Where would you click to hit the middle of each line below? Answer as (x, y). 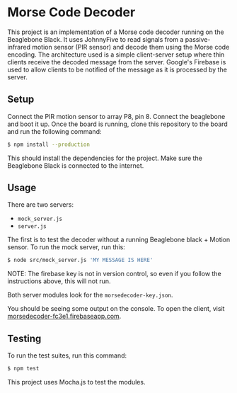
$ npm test (23, 369)
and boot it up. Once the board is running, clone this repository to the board (117, 124)
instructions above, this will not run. (59, 281)
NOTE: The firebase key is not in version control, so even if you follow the (114, 274)
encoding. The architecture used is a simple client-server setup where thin (116, 55)
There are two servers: (41, 205)
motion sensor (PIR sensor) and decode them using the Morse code (131, 47)
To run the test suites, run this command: (67, 355)
